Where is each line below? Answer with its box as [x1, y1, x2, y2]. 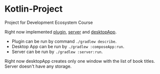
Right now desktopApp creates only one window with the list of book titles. [4, 58, 155, 64]
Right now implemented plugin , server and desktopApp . [4, 29, 117, 35]
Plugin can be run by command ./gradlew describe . [11, 38, 117, 44]
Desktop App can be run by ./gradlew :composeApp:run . [11, 43, 124, 49]
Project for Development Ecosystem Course [4, 19, 93, 25]
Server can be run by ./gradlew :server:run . [11, 49, 103, 55]
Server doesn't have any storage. [4, 63, 72, 69]
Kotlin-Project [4, 3, 63, 15]
